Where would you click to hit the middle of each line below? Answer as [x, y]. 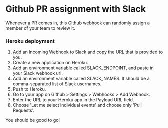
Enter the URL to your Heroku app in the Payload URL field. [73, 100]
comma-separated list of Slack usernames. [57, 84]
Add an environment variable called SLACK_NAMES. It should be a [81, 79]
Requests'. [23, 110]
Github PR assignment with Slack [76, 9]
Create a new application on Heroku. [50, 63]
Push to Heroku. [29, 89]
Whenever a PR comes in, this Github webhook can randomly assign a [78, 23]
